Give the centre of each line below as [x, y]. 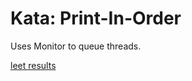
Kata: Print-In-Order [96, 18]
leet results [33, 65]
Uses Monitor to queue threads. [76, 46]
